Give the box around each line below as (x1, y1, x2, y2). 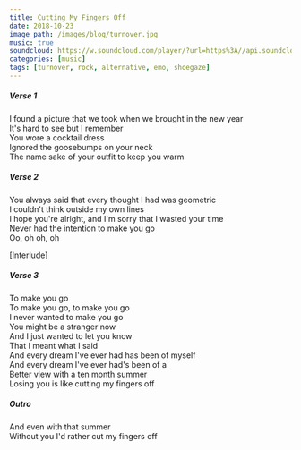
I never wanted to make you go (9, 311, 124, 322)
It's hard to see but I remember (9, 123, 124, 133)
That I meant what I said (9, 340, 99, 351)
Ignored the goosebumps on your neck (9, 141, 153, 152)
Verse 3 (9, 270, 39, 281)
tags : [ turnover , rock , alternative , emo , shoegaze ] (9, 64, 211, 72)
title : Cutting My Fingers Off (9, 13, 126, 22)
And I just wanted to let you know (9, 330, 133, 341)
